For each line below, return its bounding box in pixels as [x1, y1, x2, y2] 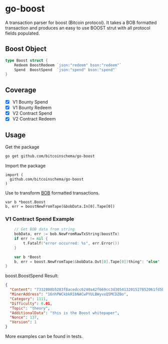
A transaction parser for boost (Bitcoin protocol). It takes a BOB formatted [5, 19, 157, 25]
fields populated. [5, 30, 40, 36]
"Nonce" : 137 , [9, 315, 39, 320]
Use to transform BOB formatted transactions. [5, 190, 100, 195]
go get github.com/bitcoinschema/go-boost [5, 153, 95, 159]
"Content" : [9, 287, 32, 292]
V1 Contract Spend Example [5, 215, 74, 222]
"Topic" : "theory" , [9, 305, 50, 310]
